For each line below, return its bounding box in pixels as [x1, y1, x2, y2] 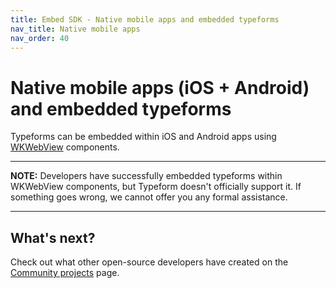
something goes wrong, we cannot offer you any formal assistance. [10, 191, 288, 203]
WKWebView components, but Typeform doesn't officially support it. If [10, 181, 302, 193]
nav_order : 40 [10, 33, 70, 43]
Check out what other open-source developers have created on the [10, 256, 289, 268]
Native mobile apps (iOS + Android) [10, 76, 310, 99]
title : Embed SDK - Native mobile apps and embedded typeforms [10, 14, 280, 25]
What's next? [10, 229, 96, 246]
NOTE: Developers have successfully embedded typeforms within [10, 170, 283, 182]
